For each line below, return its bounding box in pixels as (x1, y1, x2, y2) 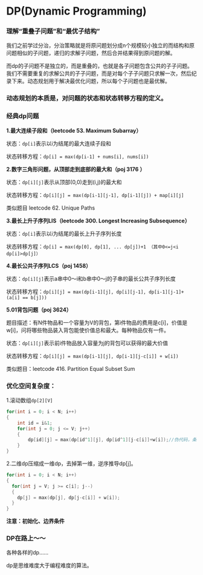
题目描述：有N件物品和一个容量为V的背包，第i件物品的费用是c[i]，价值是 (6, 319, 188, 326)
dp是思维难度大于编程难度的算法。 (6, 562, 92, 569)
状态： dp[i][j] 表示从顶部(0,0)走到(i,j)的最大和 (6, 178, 122, 185)
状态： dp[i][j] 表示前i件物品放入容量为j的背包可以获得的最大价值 (6, 339, 169, 347)
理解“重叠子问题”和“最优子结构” (6, 27, 100, 36)
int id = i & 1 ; (17, 420, 53, 426)
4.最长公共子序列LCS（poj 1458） (6, 262, 92, 269)
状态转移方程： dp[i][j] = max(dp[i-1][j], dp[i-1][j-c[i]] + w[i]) (6, 352, 179, 359)
